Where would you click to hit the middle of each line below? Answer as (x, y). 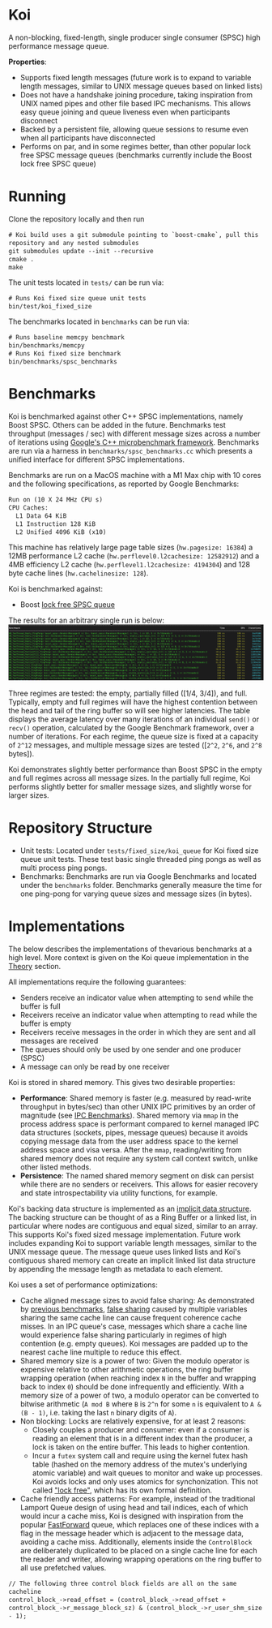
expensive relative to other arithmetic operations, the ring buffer (127, 1370)
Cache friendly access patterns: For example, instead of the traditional (138, 1499)
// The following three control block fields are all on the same (123, 1584)
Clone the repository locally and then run (76, 219)
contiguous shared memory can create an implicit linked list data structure (132, 1260)
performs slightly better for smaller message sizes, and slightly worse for (130, 787)
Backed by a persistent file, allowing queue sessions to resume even (134, 129)
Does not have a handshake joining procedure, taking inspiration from (136, 94)
